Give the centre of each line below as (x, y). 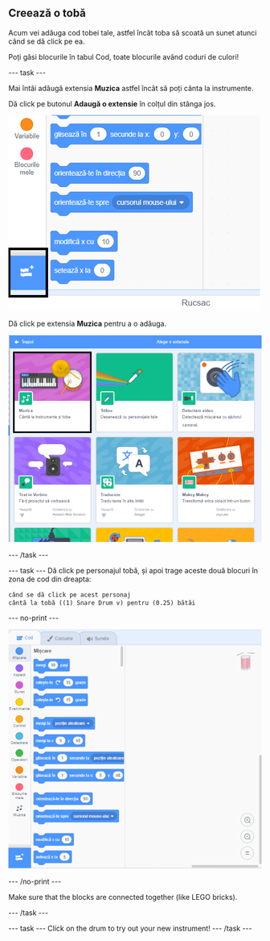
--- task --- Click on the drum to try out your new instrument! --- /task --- (130, 929)
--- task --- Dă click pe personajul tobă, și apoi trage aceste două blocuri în (133, 570)
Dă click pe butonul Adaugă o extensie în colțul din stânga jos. (112, 103)
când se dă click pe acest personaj (70, 595)
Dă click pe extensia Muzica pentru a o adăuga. (88, 323)
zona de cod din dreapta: (50, 579)
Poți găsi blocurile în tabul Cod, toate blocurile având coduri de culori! (124, 56)
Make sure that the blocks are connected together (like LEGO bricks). (123, 897)
